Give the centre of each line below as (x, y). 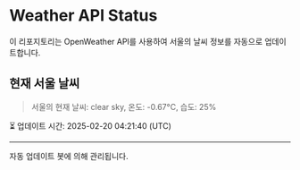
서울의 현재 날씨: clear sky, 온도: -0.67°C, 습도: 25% (124, 106)
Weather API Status (83, 16)
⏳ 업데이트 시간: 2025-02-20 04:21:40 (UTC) (91, 125)
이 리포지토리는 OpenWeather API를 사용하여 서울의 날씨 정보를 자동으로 (136, 41)
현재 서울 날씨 (45, 84)
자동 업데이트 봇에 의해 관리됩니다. (69, 156)
